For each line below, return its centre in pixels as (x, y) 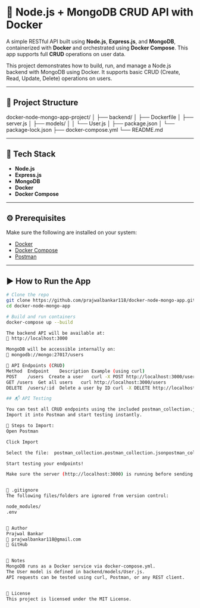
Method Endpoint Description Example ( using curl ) (76, 371)
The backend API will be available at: (56, 333)
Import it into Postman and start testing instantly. (74, 415)
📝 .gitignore (22, 490)
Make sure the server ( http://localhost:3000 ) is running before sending (100, 474)
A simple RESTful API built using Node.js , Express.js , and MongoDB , (91, 41)
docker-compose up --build (40, 322)
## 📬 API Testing (29, 399)
